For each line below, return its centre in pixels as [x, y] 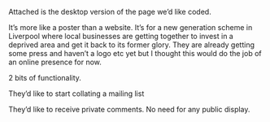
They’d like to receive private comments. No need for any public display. [129, 109]
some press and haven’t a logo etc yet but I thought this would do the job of [135, 53]
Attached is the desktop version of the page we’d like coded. [110, 12]
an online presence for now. [55, 62]
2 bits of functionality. [45, 78]
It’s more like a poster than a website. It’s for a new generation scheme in [131, 27]
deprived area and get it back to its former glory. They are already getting [131, 45]
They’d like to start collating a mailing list [76, 94]
